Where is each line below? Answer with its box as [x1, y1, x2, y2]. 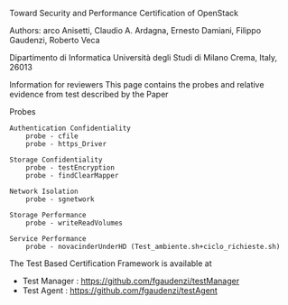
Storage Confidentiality [9, 155, 103, 164]
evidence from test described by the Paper [9, 89, 169, 99]
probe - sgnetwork [25, 195, 95, 204]
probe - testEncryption [25, 163, 116, 172]
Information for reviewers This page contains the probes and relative [9, 79, 265, 89]
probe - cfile [25, 132, 79, 141]
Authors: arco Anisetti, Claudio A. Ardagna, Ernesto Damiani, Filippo [9, 25, 262, 35]
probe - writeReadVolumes [25, 218, 124, 227]
